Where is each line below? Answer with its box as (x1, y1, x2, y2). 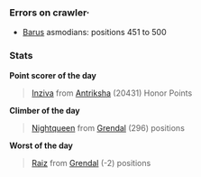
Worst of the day (9, 140, 74, 151)
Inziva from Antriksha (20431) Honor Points (31, 88, 193, 98)
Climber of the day (9, 105, 81, 116)
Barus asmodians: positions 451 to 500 (22, 27, 167, 38)
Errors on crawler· (9, 6, 90, 19)
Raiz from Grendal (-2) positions (31, 157, 151, 168)
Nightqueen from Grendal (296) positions (31, 122, 185, 133)
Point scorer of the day (9, 70, 97, 80)
